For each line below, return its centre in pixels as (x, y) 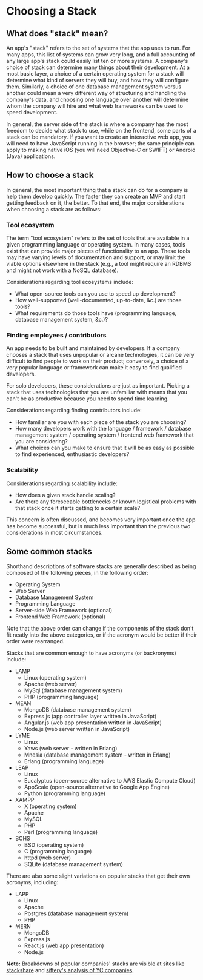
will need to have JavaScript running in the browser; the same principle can (101, 143)
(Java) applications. (31, 156)
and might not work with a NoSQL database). (62, 270)
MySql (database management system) (73, 690)
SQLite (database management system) (73, 864)
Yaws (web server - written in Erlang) (71, 748)
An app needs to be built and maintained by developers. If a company (93, 348)
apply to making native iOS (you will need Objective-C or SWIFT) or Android (101, 150)
